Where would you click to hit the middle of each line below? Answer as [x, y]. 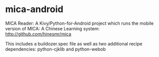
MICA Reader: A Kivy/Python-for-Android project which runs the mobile [79, 23]
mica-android [34, 9]
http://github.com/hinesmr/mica [38, 34]
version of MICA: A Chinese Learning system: [52, 28]
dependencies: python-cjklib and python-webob [56, 49]
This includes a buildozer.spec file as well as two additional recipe [74, 43]
